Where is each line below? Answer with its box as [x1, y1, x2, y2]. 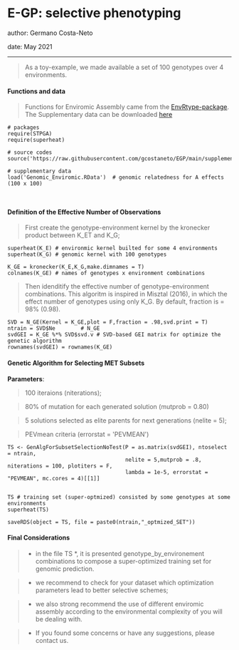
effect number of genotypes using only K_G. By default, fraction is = [24, 297, 225, 306]
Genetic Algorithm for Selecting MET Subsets [7, 358, 145, 367]
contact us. [35, 636, 69, 644]
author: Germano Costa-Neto [7, 29, 93, 37]
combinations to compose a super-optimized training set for [35, 557, 212, 565]
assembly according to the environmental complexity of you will [35, 607, 223, 616]
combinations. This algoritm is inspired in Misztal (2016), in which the [24, 290, 228, 299]
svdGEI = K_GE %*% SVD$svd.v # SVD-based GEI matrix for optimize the [7, 331, 221, 339]
